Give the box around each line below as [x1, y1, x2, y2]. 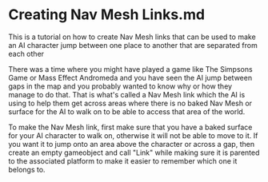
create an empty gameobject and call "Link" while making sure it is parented [8, 148, 260, 157]
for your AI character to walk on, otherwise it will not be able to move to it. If [8, 130, 258, 140]
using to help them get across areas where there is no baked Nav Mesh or [8, 98, 253, 108]
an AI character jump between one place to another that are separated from [8, 40, 258, 49]
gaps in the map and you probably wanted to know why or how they [8, 81, 233, 91]
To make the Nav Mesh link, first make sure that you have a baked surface [8, 122, 253, 132]
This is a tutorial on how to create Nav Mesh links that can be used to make [8, 32, 256, 42]
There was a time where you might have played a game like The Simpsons [8, 64, 254, 73]
